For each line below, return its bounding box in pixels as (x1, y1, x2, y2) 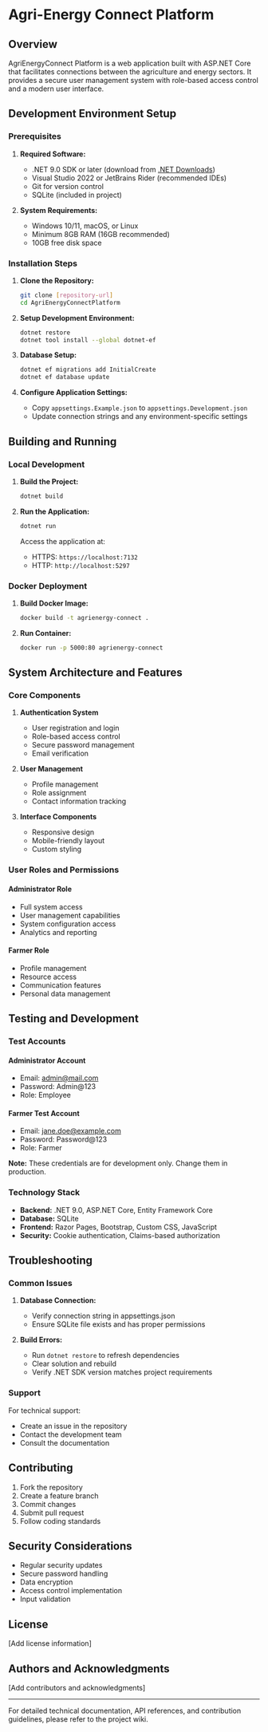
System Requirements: (19, 205, 98, 215)
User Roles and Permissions (8, 864, 120, 875)
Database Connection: (19, 1296, 97, 1305)
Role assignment (31, 788, 87, 798)
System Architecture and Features (8, 666, 183, 680)
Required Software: (19, 149, 86, 159)
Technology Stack (8, 1187, 81, 1198)
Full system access (19, 902, 83, 911)
